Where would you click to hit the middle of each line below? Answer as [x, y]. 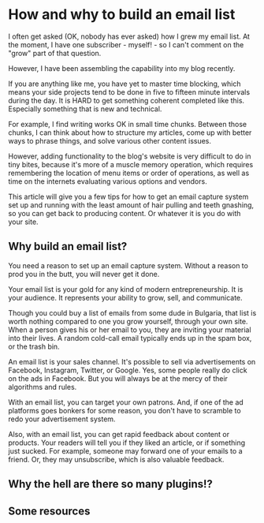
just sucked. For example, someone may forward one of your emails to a [125, 450]
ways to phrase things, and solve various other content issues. [110, 140]
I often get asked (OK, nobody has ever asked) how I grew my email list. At [129, 36]
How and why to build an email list [122, 15]
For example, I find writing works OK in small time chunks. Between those [127, 124]
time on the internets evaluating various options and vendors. [108, 181]
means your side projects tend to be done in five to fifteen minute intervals [129, 92]
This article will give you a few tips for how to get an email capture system [128, 196]
